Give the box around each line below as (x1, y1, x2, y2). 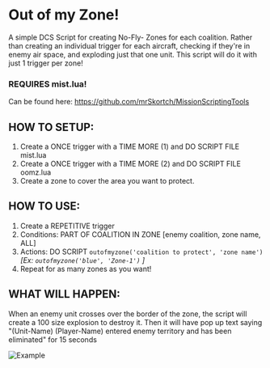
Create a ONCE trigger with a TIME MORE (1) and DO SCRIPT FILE (19, 142, 240, 151)
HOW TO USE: (8, 200, 81, 214)
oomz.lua (19, 167, 52, 177)
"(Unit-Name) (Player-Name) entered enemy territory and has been (8, 326, 232, 336)
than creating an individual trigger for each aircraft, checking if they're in (8, 40, 251, 50)
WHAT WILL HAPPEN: (8, 287, 121, 301)
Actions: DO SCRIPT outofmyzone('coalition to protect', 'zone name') (19, 247, 264, 256)
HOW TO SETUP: (8, 120, 95, 134)
